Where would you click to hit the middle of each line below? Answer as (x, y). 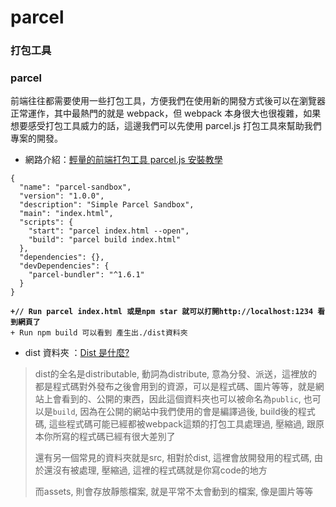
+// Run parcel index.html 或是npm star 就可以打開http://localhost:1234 (162, 312)
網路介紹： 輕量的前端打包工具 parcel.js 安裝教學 (123, 160)
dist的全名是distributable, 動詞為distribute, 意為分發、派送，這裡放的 (176, 374)
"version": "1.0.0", (62, 196)
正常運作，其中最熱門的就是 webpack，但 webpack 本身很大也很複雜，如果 (166, 113)
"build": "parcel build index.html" (105, 240)
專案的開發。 (36, 138)
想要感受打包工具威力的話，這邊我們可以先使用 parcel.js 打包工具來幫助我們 (166, 126)
